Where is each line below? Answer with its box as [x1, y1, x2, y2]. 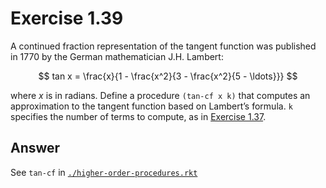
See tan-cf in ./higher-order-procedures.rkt [10, 166, 198, 178]
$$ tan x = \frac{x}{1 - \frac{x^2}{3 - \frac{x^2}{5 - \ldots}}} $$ [38, 70, 298, 82]
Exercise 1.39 [10, 7, 124, 30]
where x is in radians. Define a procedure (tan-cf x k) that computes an [10, 89, 311, 101]
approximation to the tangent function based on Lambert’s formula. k [10, 100, 293, 112]
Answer [10, 140, 61, 157]
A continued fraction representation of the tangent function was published [10, 40, 317, 52]
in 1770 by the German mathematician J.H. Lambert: [10, 50, 224, 62]
